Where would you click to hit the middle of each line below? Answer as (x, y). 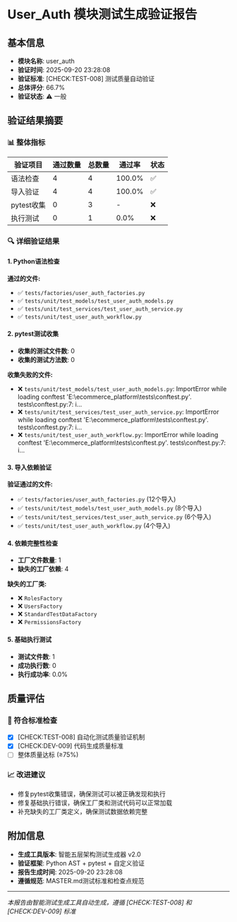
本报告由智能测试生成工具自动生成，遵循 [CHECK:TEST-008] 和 (99, 902)
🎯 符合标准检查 (32, 720)
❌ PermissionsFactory (49, 622)
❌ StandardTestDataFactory (57, 614)
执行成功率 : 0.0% (43, 674)
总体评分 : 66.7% (41, 88)
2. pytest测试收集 (33, 334)
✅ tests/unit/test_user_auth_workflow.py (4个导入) (94, 526)
